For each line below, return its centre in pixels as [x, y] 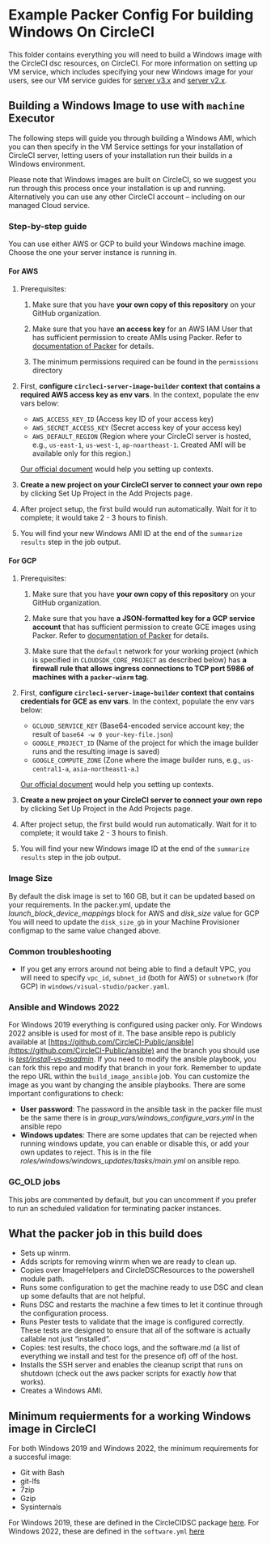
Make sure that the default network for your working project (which [145, 651]
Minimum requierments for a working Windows [130, 1416]
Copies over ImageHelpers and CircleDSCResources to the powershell [137, 1270]
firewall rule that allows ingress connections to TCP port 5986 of [143, 669]
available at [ [30, 1042]
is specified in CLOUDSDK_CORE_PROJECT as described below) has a [139, 660]
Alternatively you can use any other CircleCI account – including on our [127, 197]
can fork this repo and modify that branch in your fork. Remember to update [135, 1068]
